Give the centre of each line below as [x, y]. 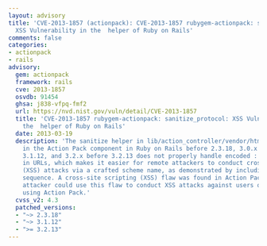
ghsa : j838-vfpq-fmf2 [51, 104]
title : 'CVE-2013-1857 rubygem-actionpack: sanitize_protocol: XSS [130, 119]
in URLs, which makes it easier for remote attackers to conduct [133, 163]
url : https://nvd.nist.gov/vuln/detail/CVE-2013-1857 [106, 112]
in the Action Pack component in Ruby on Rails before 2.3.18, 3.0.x [140, 148]
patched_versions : [46, 207]
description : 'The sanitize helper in [80, 141]
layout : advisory [37, 15]
